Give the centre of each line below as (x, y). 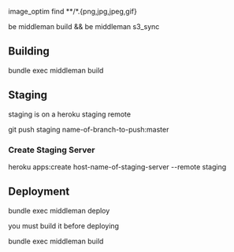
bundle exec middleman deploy (59, 210)
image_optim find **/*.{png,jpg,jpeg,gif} (73, 11)
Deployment (39, 192)
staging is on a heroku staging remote (70, 114)
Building (29, 52)
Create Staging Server (52, 150)
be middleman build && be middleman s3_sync (84, 26)
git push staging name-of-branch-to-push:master (89, 129)
